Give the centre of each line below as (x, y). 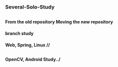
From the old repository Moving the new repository (59, 22)
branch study (19, 33)
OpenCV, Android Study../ (33, 59)
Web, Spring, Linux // (27, 45)
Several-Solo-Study (30, 7)
